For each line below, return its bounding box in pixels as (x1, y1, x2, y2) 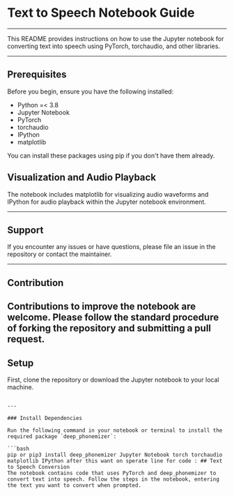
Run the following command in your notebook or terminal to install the (7, 427, 223, 434)
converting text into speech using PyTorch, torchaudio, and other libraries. (7, 42, 221, 50)
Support (7, 224, 44, 236)
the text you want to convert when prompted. (7, 481, 141, 489)
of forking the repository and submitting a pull (7, 322, 211, 334)
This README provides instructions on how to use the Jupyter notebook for (7, 34, 224, 43)
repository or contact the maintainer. (7, 250, 112, 259)
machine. (7, 382, 34, 391)
